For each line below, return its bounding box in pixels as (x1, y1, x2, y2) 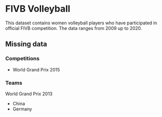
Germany (12, 106, 32, 112)
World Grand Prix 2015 (12, 66, 60, 72)
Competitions (5, 55, 40, 62)
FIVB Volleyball (5, 3, 71, 15)
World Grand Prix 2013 (5, 91, 53, 97)
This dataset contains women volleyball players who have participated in (5, 20, 157, 26)
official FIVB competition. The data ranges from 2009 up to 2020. (5, 25, 142, 31)
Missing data (5, 40, 47, 49)
